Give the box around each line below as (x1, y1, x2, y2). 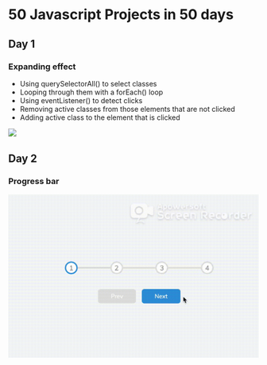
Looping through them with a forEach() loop (19, 87, 164, 97)
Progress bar (8, 176, 60, 187)
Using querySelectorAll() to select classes (19, 79, 157, 88)
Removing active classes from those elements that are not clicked (19, 104, 236, 113)
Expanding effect (8, 61, 76, 72)
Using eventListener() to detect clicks (19, 95, 143, 105)
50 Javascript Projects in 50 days (8, 6, 234, 24)
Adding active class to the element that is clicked (19, 113, 180, 122)
